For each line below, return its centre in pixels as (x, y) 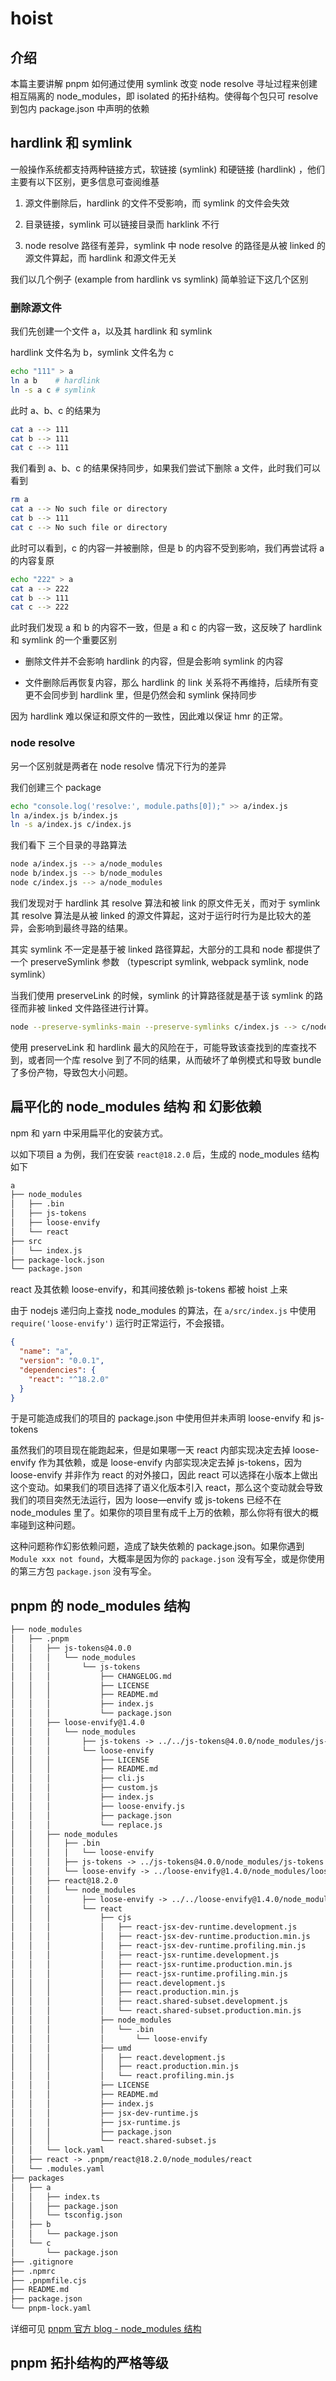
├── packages (37, 2178)
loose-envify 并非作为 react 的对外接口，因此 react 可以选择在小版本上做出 (164, 1475)
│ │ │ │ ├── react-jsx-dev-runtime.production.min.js (160, 1937)
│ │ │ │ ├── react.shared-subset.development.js (149, 2002)
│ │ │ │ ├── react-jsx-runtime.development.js (145, 1955)
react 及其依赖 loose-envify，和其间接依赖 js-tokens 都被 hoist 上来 (149, 1289)
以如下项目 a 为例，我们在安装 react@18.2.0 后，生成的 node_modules (155, 1154)
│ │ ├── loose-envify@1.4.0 (77, 1723)
